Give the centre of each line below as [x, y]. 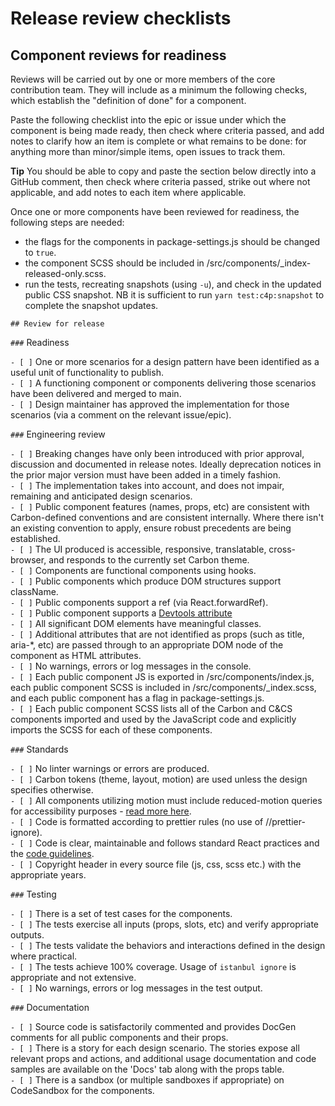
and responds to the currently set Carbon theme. [149, 560]
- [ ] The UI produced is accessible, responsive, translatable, [138, 549]
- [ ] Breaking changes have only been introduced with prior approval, [157, 453]
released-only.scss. [65, 273]
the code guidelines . [52, 853]
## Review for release [57, 324]
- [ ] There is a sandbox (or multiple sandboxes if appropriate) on [147, 1080]
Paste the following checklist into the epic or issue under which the [148, 120]
